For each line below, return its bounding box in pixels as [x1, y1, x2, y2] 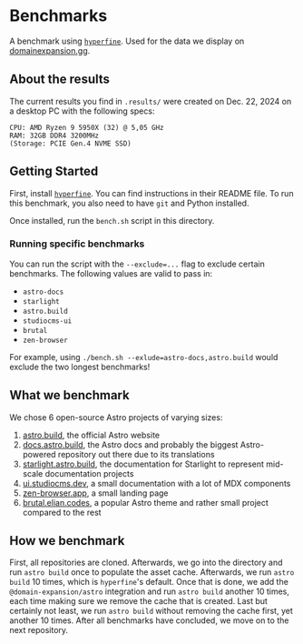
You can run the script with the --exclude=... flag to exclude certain [9, 258, 265, 269]
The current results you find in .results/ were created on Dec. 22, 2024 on [9, 96, 292, 106]
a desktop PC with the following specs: [9, 106, 155, 116]
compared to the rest [22, 507, 102, 518]
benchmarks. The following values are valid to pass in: [9, 267, 213, 278]
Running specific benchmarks [9, 237, 145, 250]
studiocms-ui [22, 316, 73, 326]
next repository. [9, 625, 69, 636]
